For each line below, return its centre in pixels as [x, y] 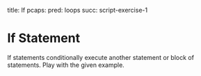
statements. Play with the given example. [66, 65]
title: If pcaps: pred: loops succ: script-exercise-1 [78, 10]
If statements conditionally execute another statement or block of [101, 57]
